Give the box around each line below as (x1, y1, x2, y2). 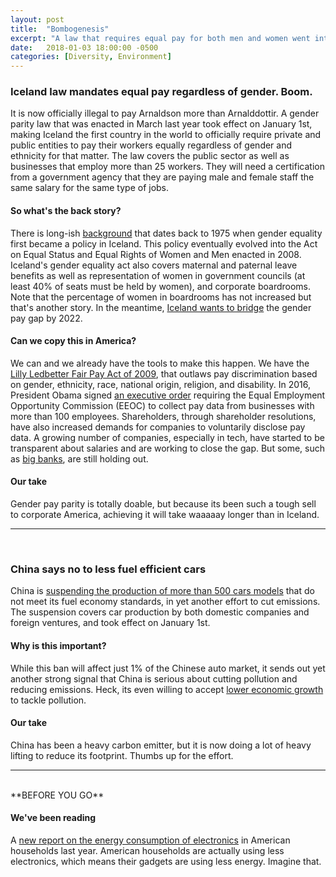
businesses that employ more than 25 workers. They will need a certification (10, 161, 325, 173)
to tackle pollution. (10, 694, 87, 706)
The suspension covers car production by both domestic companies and (10, 606, 310, 618)
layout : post (10, 14, 65, 25)
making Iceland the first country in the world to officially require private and (10, 129, 322, 141)
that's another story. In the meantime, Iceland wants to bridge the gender (10, 301, 312, 313)
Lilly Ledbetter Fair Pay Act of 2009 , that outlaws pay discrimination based (10, 367, 318, 380)
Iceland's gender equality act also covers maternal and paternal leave (10, 259, 298, 271)
